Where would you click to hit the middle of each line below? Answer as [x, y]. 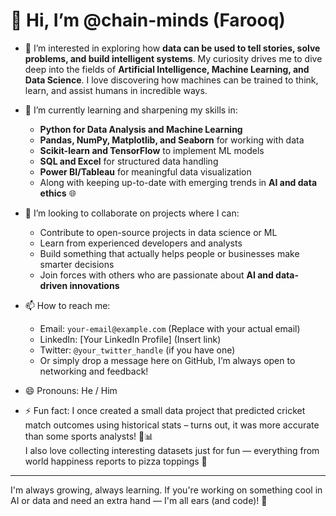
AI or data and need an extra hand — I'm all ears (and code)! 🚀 [139, 500]
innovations [94, 285]
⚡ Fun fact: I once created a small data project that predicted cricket [165, 410]
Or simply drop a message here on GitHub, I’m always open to [167, 360]
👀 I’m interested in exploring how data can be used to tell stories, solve [172, 48]
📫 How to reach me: [67, 305]
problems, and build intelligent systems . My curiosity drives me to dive [173, 58]
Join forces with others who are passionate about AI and [156, 275]
